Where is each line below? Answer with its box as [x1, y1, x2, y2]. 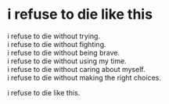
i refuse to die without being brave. [7, 48, 120, 57]
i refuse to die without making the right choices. [7, 73, 161, 82]
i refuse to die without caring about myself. [7, 64, 146, 74]
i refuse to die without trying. [7, 31, 101, 41]
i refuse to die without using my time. [7, 56, 127, 66]
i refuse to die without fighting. [7, 39, 106, 48]
